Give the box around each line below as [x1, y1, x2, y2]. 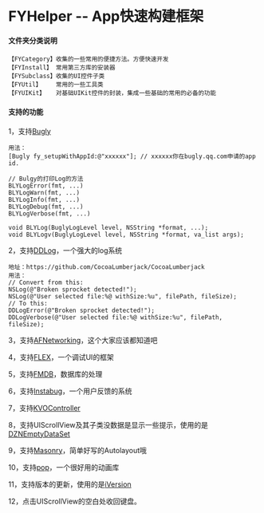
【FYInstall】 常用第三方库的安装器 [8, 64, 116, 72]
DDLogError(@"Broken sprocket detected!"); [8, 306, 156, 314]
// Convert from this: [8, 278, 84, 286]
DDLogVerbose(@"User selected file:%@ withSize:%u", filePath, [8, 313, 223, 322]
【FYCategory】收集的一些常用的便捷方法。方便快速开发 [8, 55, 169, 64]
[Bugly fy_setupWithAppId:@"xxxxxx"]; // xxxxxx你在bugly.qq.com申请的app [8, 152, 257, 160]
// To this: [8, 299, 48, 307]
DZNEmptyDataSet [8, 428, 70, 439]
